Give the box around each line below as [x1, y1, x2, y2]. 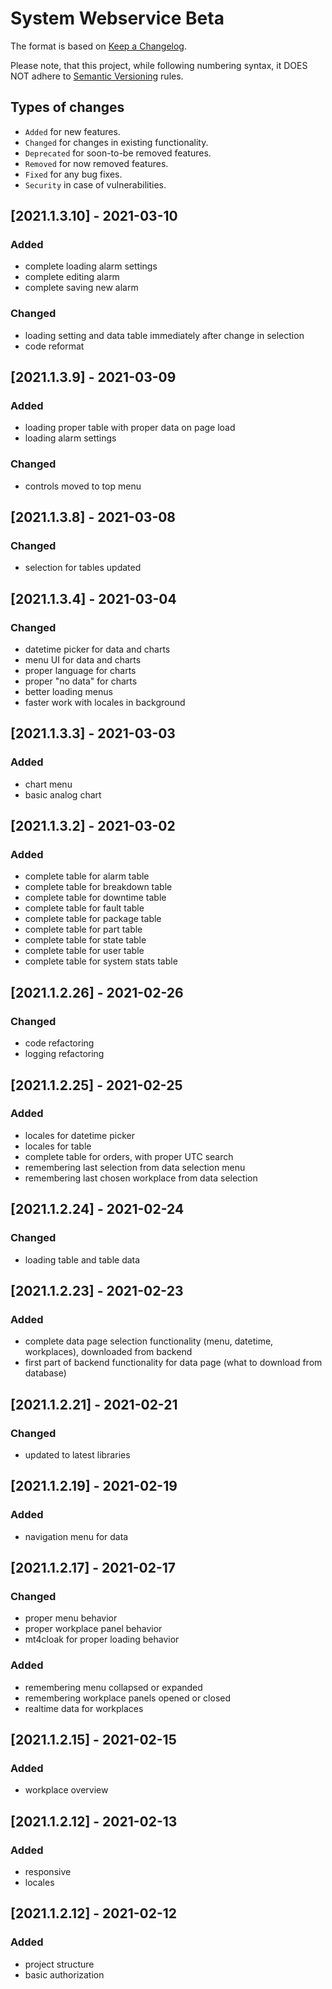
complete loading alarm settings [24, 260, 158, 272]
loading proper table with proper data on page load [24, 422, 236, 434]
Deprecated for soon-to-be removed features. [24, 147, 212, 159]
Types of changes [10, 99, 125, 116]
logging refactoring [24, 1048, 105, 1060]
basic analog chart [24, 788, 102, 801]
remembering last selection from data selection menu [24, 1161, 246, 1173]
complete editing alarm [24, 271, 120, 283]
